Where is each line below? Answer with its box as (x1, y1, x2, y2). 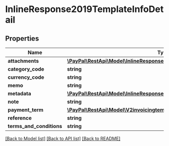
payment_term (8, 106, 44, 113)
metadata (8, 90, 31, 97)
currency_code (8, 74, 44, 81)
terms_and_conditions (8, 123, 62, 129)
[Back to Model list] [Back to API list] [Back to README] (5, 135, 121, 141)
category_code (8, 66, 44, 72)
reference (8, 114, 32, 121)
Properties (5, 34, 39, 43)
